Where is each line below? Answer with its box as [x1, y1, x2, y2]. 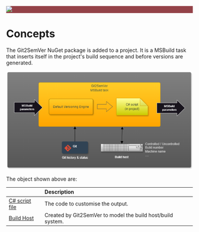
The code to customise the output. [44, 200, 129, 207]
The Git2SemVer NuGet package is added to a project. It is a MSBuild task [6, 47, 187, 54]
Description [44, 188, 74, 195]
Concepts [6, 27, 55, 41]
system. [44, 218, 64, 225]
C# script [8, 197, 31, 204]
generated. [6, 59, 33, 66]
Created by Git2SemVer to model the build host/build [44, 211, 174, 218]
